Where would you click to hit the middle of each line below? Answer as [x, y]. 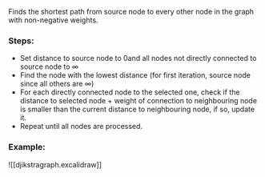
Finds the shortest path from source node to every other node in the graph [131, 12]
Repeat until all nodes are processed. [81, 127]
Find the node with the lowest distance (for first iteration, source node [135, 75]
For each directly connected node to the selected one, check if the [130, 92]
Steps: [21, 41]
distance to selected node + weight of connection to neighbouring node [139, 101]
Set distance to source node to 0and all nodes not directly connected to [138, 58]
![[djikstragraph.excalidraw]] [55, 164]
